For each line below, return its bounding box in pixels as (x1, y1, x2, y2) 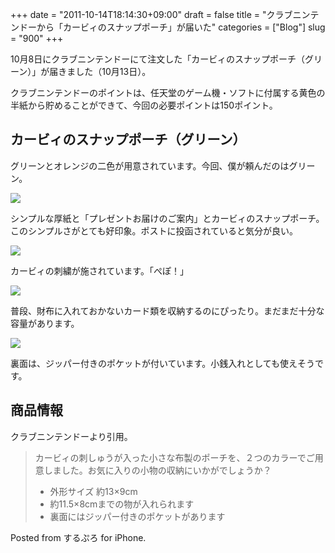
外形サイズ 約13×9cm (49, 485, 138, 497)
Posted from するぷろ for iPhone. (10, 531, 147, 543)
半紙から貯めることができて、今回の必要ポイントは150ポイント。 (10, 99, 278, 111)
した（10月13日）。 (75, 66, 152, 77)
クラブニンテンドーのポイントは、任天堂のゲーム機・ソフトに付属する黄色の (10, 87, 326, 98)
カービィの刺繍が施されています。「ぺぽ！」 (10, 264, 189, 277)
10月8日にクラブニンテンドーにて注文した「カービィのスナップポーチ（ (10, 53, 305, 65)
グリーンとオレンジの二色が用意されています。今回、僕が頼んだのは (10, 159, 290, 172)
